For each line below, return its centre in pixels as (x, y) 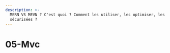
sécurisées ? (24, 19)
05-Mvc (23, 44)
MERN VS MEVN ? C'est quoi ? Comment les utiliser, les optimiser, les (88, 15)
